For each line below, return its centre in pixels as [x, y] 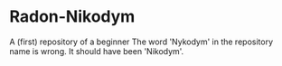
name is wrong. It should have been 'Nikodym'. [97, 51]
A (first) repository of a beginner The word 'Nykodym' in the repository [141, 42]
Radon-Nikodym [72, 17]
